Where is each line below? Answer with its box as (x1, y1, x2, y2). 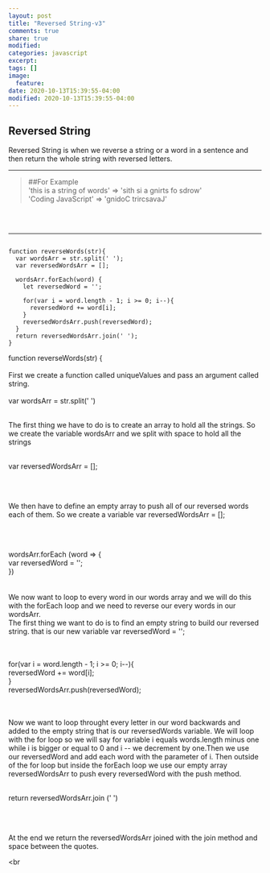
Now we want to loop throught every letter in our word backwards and (8, 718, 241, 727)
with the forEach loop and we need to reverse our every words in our (8, 601, 236, 610)
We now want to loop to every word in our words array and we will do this (8, 593, 252, 602)
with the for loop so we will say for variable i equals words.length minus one (8, 734, 260, 745)
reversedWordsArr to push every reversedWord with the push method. (8, 769, 242, 779)
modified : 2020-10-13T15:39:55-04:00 (8, 94, 135, 102)
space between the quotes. (8, 842, 99, 851)
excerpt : (8, 57, 38, 65)
